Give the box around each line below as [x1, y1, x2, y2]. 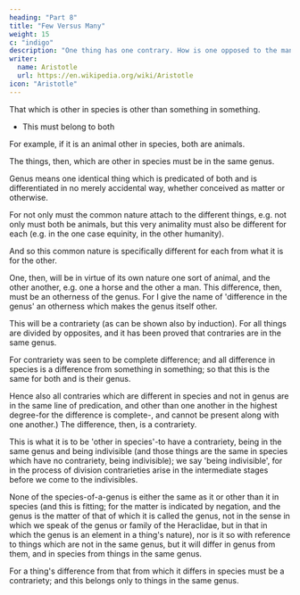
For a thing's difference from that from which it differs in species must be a [9, 566, 285, 576]
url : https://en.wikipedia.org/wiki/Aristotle [17, 71, 194, 80]
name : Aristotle [17, 63, 78, 72]
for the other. [9, 255, 58, 266]
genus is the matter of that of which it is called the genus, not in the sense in [9, 510, 290, 521]
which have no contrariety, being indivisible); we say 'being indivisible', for [9, 455, 283, 466]
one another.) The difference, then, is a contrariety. [9, 418, 197, 429]
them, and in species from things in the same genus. [9, 548, 203, 558]
